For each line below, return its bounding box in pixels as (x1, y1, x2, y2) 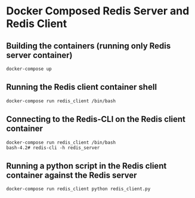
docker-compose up (6, 66, 52, 72)
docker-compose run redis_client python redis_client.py (6, 186, 151, 192)
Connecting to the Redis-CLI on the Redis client (6, 114, 186, 124)
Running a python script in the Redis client (6, 161, 167, 171)
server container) (6, 50, 73, 60)
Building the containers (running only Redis (6, 41, 171, 51)
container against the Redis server (6, 170, 137, 181)
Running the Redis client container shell (6, 82, 157, 92)
